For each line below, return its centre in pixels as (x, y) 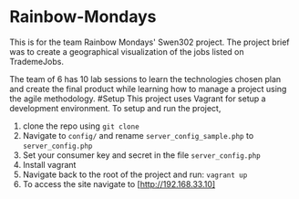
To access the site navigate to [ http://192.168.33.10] (119, 183)
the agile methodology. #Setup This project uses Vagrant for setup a (138, 99)
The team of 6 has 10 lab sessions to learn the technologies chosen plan (145, 79)
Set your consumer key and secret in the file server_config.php (142, 155)
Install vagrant (49, 164)
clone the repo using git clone (81, 126)
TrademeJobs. (36, 61)
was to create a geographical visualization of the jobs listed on (127, 51)
